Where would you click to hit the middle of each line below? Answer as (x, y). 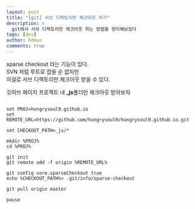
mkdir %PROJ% (23, 141)
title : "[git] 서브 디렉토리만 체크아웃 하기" (58, 18)
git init (17, 157)
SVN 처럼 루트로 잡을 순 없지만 (43, 71)
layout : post (23, 12)
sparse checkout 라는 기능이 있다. (48, 64)
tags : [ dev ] (21, 35)
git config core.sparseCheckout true (54, 173)
